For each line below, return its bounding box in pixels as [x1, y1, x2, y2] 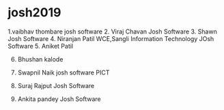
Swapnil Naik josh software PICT [17, 68, 110, 77]
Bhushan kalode [17, 55, 64, 63]
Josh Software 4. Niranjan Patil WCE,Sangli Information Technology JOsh [8, 34, 214, 42]
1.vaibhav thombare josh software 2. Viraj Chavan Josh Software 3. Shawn [8, 27, 217, 36]
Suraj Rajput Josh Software [17, 81, 95, 90]
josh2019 [8, 5, 61, 20]
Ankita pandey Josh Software [17, 94, 101, 103]
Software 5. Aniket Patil [8, 42, 74, 50]
